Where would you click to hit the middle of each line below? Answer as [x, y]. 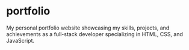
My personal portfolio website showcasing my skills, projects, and [88, 28]
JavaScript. [20, 40]
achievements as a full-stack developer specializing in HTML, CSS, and [95, 34]
